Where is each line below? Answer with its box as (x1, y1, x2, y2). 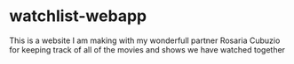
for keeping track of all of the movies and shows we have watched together (9, 44, 286, 54)
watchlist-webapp (9, 6, 147, 26)
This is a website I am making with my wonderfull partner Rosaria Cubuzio (9, 35, 281, 46)
